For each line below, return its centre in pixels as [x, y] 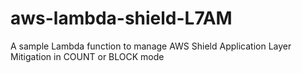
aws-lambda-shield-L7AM [121, 18]
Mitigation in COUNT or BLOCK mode [87, 56]
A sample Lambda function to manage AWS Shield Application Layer [151, 46]
